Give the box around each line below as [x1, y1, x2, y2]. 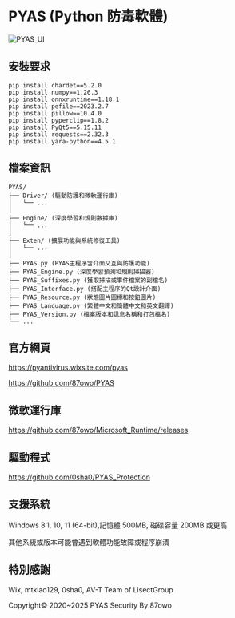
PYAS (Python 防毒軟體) [8, 7, 169, 26]
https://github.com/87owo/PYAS [8, 378, 114, 388]
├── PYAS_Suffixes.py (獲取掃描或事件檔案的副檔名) [8, 276, 169, 285]
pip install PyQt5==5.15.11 [8, 123, 102, 131]
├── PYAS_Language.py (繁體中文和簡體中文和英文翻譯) [8, 301, 174, 309]
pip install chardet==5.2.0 [8, 81, 102, 89]
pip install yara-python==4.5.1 [8, 137, 116, 145]
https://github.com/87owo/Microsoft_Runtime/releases [8, 426, 189, 435]
